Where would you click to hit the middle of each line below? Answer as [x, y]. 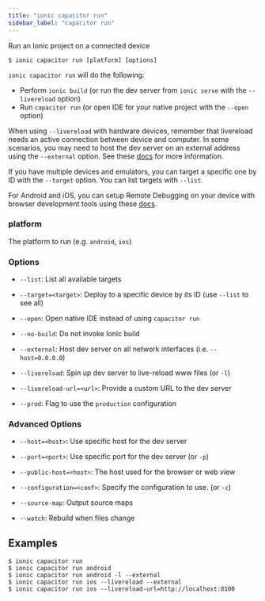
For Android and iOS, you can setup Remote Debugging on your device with [132, 195]
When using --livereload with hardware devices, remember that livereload [131, 131]
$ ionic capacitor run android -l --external [84, 576]
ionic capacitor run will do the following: [76, 75]
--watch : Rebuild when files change [77, 518]
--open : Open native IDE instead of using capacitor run [110, 319]
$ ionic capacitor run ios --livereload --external [95, 582]
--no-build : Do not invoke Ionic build [79, 334]
